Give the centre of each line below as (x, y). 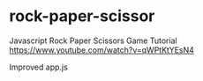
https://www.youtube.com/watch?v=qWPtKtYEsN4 (101, 49)
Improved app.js (38, 67)
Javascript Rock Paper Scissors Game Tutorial (94, 40)
